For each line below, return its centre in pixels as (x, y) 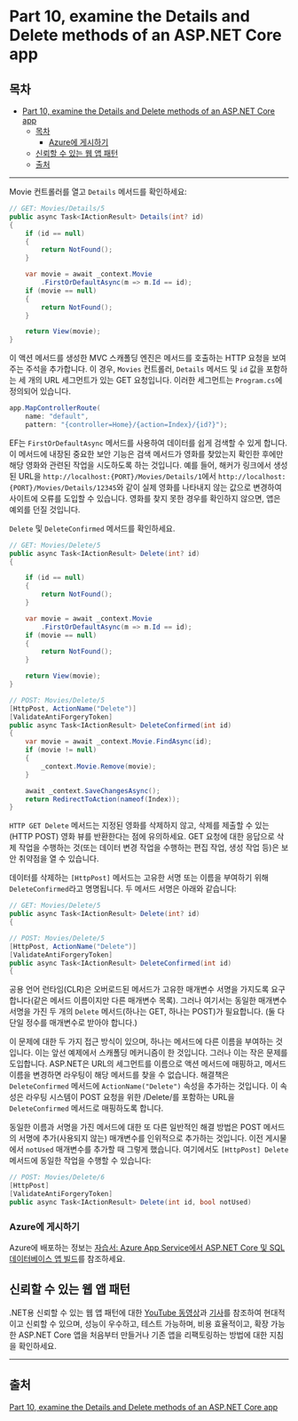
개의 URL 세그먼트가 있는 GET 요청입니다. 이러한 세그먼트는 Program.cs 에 (155, 381)
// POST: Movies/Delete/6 (57, 1177)
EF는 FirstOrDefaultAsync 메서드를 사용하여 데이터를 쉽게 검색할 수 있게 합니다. (149, 443)
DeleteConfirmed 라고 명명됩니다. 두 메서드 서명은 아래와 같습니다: (123, 889)
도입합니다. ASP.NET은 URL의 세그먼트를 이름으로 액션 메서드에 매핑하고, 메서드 (148, 1064)
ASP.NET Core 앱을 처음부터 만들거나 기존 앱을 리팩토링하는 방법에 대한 (143, 1335)
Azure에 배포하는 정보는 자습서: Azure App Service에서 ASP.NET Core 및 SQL (147, 1248)
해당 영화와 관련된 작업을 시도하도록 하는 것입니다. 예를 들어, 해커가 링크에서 (141, 465)
